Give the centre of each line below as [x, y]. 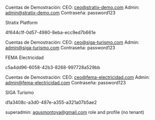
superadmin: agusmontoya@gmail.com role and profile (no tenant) [75, 112]
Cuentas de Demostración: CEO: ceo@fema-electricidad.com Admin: [77, 77]
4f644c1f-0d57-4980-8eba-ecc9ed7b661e [51, 32]
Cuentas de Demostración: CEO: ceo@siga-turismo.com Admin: [72, 42]
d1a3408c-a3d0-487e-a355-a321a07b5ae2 [51, 102]
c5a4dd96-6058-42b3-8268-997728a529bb [53, 67]
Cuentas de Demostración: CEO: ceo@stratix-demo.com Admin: [72, 7]
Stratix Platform [22, 23]
